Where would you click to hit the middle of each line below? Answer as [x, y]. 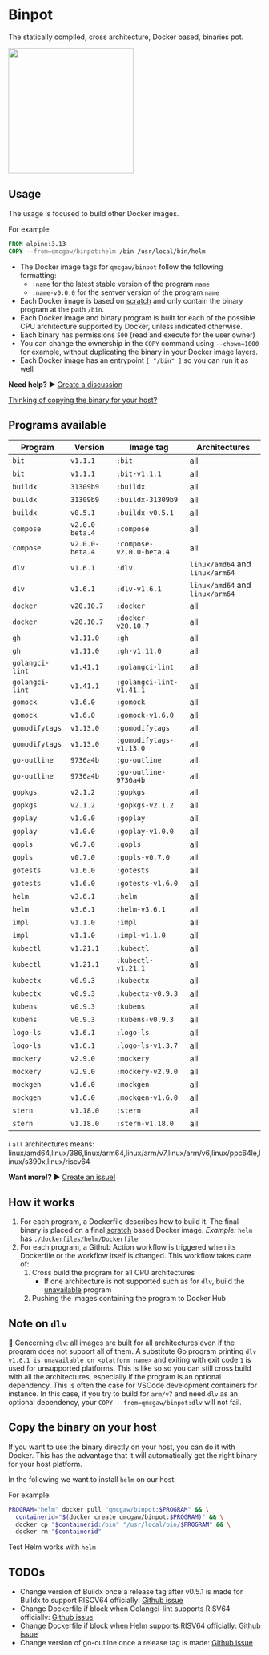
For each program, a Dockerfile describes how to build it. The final [129, 1222]
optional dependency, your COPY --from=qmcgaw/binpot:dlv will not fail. [125, 1402]
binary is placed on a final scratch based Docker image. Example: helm [136, 1230]
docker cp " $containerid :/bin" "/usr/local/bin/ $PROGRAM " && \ [123, 1524]
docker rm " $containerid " [59, 1532]
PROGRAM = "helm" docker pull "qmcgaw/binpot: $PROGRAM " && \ [109, 1509]
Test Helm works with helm [52, 1547]
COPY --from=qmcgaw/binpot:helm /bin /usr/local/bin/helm [107, 251]
